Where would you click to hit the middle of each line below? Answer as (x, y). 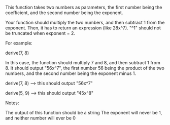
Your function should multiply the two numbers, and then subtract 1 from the (85, 23)
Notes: (12, 103)
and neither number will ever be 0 (41, 118)
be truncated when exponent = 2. (40, 33)
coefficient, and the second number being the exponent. (64, 13)
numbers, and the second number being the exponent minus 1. (71, 73)
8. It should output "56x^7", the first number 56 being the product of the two (85, 68)
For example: (19, 43)
